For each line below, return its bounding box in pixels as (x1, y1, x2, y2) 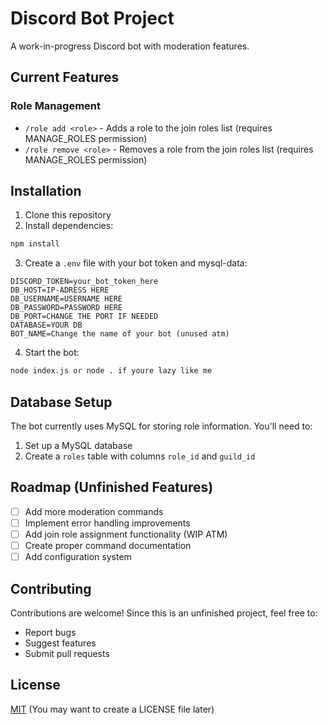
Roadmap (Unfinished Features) (10, 479, 214, 496)
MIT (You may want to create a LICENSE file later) (10, 703, 215, 715)
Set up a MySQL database (24, 440, 133, 451)
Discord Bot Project (10, 7, 175, 30)
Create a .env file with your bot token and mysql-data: (24, 257, 248, 269)
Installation (10, 183, 82, 200)
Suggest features (24, 637, 97, 649)
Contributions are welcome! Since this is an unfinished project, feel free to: (10, 607, 318, 619)
